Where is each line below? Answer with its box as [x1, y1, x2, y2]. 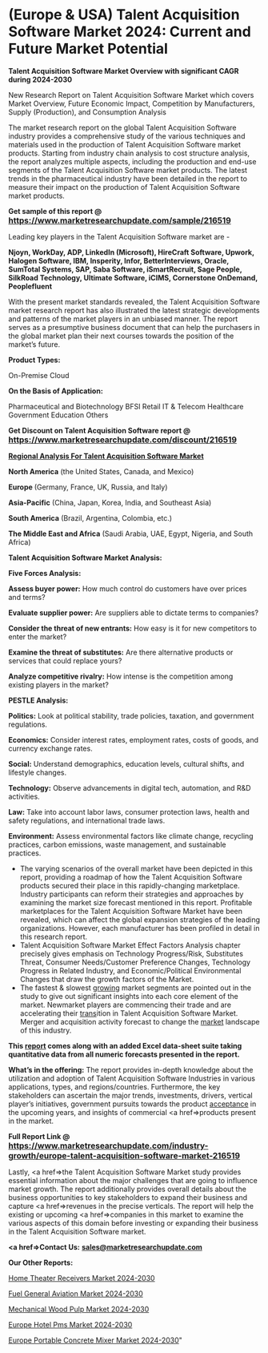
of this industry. [19, 1025, 72, 1035]
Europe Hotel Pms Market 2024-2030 [8, 1319, 133, 1329]
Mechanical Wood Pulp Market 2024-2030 [8, 1304, 150, 1314]
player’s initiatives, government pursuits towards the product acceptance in [8, 1099, 257, 1109]
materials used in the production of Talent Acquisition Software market [8, 139, 242, 149]
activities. [8, 791, 40, 801]
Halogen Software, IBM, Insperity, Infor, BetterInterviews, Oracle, [8, 256, 230, 265]
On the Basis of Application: [8, 386, 104, 396]
